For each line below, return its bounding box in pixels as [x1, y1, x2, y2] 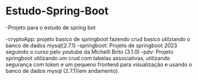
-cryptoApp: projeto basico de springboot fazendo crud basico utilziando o [5, 35, 191, 42]
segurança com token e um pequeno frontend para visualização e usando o [5, 61, 193, 68]
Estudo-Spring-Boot [5, 4, 109, 18]
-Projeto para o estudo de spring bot [5, 24, 96, 31]
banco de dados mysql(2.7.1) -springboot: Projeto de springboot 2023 [5, 42, 178, 49]
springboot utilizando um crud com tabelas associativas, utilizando [5, 54, 170, 61]
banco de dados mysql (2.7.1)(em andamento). [5, 67, 120, 74]
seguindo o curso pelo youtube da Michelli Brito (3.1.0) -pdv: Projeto [5, 48, 174, 55]
